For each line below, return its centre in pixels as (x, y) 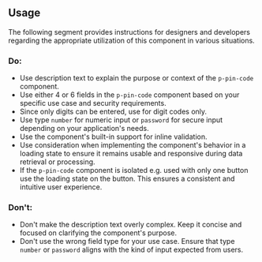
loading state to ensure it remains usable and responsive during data (131, 154)
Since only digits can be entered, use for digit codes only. (113, 112)
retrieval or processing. (58, 162)
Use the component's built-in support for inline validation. (113, 137)
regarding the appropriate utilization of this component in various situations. (131, 40)
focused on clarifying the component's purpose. (98, 233)
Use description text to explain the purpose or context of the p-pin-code (137, 78)
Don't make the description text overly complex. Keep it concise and (131, 225)
